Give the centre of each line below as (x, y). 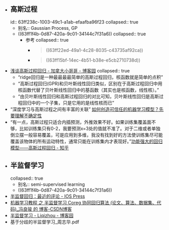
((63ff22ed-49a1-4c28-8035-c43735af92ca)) (94, 50)
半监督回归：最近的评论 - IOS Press (48, 196)
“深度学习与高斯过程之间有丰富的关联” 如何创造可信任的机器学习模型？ (85, 109)
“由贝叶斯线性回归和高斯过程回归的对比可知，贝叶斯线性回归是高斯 (88, 96)
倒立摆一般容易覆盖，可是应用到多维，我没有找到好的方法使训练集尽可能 (86, 135)
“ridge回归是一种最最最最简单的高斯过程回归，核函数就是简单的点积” (90, 77)
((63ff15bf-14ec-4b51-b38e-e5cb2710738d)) (93, 60)
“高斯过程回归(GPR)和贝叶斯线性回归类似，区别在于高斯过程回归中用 (90, 83)
